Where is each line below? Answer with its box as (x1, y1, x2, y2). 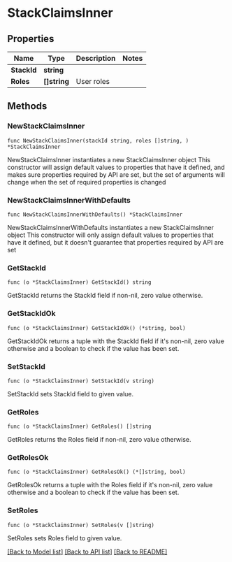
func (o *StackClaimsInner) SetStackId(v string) (7, 377, 155, 384)
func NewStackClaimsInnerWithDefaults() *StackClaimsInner (7, 211, 183, 218)
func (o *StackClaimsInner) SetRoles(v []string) (7, 521, 155, 528)
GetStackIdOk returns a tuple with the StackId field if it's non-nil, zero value (7, 337, 225, 345)
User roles (75, 77, 110, 86)
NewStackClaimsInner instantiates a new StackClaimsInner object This (7, 155, 211, 164)
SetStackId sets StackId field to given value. (7, 389, 134, 398)
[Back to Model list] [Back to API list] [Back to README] (7, 547, 168, 556)
